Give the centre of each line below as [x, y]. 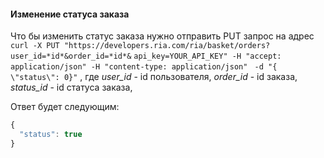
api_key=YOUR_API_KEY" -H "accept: [207, 56]
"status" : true [51, 135]
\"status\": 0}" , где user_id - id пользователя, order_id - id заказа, [154, 77]
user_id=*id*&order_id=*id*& [71, 56]
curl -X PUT [35, 46]
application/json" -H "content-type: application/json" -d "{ [144, 67]
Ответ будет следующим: [65, 107]
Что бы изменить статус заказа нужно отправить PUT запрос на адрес [162, 36]
